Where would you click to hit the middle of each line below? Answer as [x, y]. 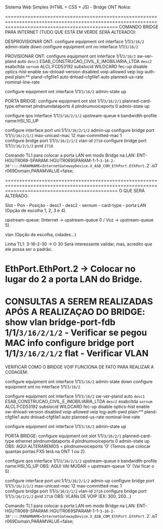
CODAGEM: [17, 372]
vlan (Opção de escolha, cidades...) [41, 234]
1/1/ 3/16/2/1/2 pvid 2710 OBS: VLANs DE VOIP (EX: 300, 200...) [68, 496]
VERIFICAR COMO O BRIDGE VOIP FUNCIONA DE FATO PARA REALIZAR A [80, 367]
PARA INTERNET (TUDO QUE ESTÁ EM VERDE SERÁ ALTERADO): [71, 32]
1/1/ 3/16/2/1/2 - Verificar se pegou [76, 333]
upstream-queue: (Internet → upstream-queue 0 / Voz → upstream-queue [79, 220]
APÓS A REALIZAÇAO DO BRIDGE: [75, 312]
